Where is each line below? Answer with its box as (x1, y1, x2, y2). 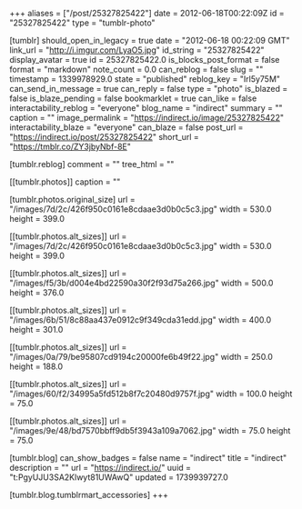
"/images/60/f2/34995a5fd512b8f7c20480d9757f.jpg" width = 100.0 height (9, 388, 293, 399)
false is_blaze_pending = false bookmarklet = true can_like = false (9, 93, 257, 104)
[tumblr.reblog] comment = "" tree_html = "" (9, 159, 175, 169)
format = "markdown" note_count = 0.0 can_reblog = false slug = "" (9, 64, 264, 75)
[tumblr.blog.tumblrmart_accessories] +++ (9, 490, 169, 500)
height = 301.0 (9, 324, 64, 334)
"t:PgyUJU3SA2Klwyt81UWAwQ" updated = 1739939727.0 (9, 472, 229, 483)
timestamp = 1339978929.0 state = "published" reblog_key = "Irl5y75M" (9, 74, 280, 85)
